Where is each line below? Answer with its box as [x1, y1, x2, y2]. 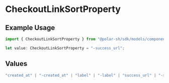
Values [5, 59, 28, 68]
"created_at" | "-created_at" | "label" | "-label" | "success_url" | [5, 72, 156, 78]
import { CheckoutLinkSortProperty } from [5, 36, 96, 41]
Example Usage [5, 23, 55, 32]
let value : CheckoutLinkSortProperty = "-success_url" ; [5, 45, 125, 50]
